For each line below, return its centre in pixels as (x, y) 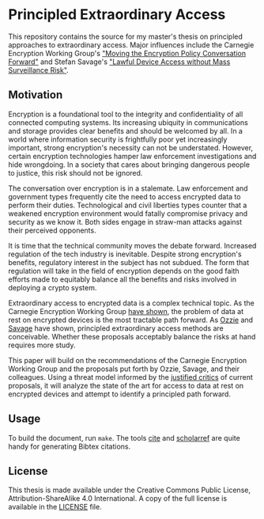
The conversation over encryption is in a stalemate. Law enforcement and (128, 188)
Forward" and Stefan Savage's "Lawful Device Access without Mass (119, 62)
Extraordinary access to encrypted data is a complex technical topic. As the (131, 303)
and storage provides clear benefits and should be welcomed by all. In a (126, 131)
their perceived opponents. (52, 230)
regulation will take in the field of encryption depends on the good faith (124, 271)
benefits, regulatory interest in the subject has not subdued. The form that (129, 262)
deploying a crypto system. (53, 287)
